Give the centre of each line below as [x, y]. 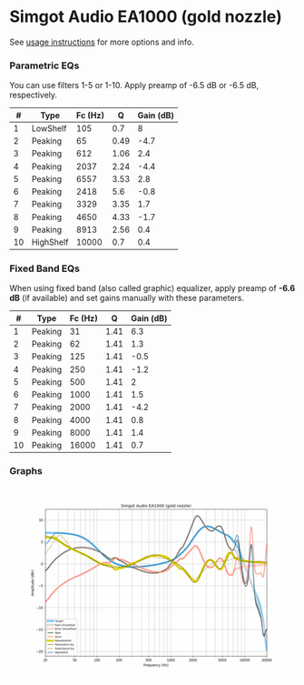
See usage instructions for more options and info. [102, 42]
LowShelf [49, 128]
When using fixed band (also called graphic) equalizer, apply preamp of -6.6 [152, 288]
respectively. [33, 95]
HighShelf [50, 242]
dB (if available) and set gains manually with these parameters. [127, 298]
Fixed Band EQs [44, 268]
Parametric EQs [44, 65]
